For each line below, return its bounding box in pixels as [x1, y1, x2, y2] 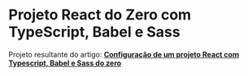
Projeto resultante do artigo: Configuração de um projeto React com [8, 49, 240, 59]
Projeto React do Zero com [8, 6, 192, 24]
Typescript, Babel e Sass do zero [8, 58, 122, 68]
